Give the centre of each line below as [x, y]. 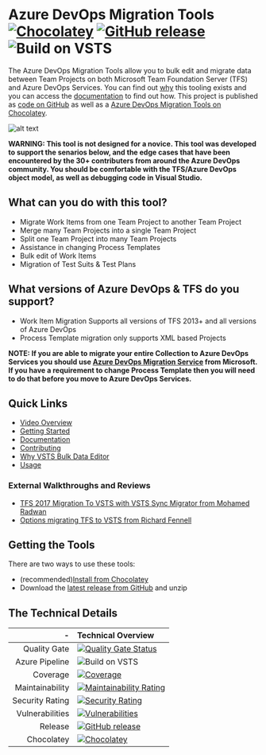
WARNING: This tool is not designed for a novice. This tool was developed [132, 143]
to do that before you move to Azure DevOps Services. [100, 378]
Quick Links [38, 403]
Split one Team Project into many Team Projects [98, 239]
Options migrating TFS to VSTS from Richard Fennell [106, 520]
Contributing [40, 448]
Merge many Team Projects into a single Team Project [108, 230]
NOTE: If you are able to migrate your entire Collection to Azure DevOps [128, 353]
